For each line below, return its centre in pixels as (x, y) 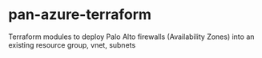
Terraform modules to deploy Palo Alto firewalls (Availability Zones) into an (131, 37)
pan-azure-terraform (80, 15)
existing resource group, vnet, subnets (72, 44)
